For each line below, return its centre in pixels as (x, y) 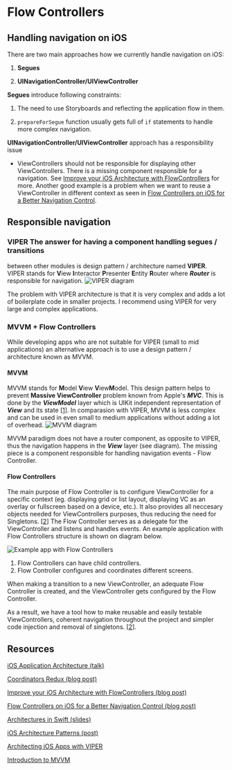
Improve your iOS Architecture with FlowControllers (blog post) (97, 693)
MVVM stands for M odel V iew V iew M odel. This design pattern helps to (109, 388)
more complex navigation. (54, 129)
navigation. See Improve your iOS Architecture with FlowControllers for (118, 178)
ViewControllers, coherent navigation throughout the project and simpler (110, 620)
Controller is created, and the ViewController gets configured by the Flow (111, 591)
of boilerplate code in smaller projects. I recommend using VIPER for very (112, 301)
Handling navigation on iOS (67, 38)
